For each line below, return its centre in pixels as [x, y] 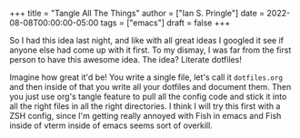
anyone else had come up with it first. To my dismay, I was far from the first [150, 50]
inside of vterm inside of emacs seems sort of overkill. [111, 125]
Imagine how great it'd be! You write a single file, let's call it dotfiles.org [146, 77]
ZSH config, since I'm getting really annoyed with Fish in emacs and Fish [145, 116]
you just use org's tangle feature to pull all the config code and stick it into [148, 96]
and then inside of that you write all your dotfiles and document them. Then [150, 87]
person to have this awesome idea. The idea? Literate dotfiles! [126, 59]
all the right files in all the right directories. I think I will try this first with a [145, 106]
